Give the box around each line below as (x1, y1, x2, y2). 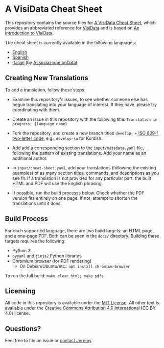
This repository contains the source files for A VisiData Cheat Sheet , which (5, 20, 156, 26)
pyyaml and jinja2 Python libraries (12, 253, 82, 259)
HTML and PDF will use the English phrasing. (12, 180, 103, 186)
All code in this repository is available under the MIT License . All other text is (5, 300, 160, 306)
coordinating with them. (12, 107, 60, 112)
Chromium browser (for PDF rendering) (12, 258, 92, 264)
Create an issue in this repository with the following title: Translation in (12, 116, 158, 122)
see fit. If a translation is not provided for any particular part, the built (12, 175, 152, 181)
